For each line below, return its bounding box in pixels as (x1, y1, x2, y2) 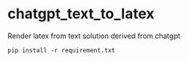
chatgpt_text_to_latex (7, 5, 155, 23)
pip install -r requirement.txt (7, 46, 115, 54)
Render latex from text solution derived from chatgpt (7, 31, 181, 41)
